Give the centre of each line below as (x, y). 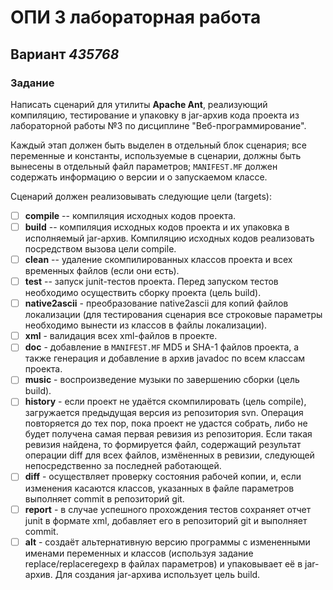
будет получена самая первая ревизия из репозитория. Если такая (168, 434)
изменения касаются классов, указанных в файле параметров (159, 488)
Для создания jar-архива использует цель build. (157, 574)
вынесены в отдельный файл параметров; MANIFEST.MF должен (144, 166)
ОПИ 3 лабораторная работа (136, 17)
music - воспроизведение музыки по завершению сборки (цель (162, 380)
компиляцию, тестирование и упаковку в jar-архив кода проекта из (155, 115)
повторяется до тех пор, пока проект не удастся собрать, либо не (166, 423)
